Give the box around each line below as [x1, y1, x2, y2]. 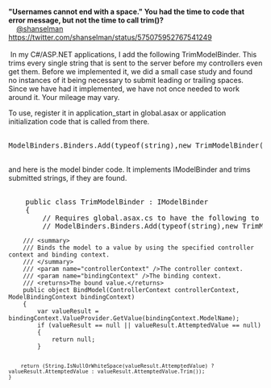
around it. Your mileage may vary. [8, 93, 120, 102]
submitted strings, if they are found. [8, 173, 127, 182]
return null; [51, 336, 95, 344]
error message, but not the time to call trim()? [8, 15, 164, 25]
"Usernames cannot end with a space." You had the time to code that [8, 7, 244, 16]
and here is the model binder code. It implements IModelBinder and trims [8, 165, 251, 174]
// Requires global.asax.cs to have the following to [42, 214, 260, 223]
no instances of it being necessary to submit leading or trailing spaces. [8, 76, 244, 85]
